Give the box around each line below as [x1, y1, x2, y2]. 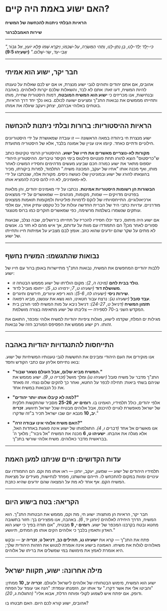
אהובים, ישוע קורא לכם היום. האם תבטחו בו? [5, 600, 88, 606]
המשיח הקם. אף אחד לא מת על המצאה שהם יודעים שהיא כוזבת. [5, 479, 126, 484]
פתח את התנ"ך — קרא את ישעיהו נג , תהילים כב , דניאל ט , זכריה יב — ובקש [5, 537, 150, 543]
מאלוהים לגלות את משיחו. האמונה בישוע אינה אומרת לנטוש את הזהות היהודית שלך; [5, 542, 161, 548]
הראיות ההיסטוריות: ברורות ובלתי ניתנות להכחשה [5, 122, 152, 130]
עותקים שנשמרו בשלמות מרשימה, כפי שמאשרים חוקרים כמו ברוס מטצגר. [5, 207, 142, 213]
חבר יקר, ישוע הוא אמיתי [5, 68, 78, 76]
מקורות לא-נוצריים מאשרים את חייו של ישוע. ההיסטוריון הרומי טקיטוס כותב [5, 150, 150, 156]
